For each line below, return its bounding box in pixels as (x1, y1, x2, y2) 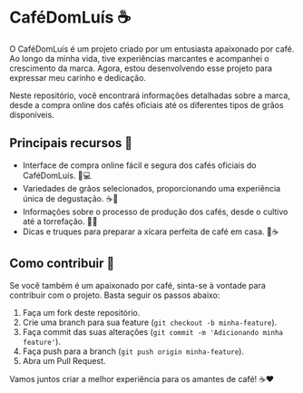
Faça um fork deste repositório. (22, 307, 141, 318)
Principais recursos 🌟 (9, 135, 133, 151)
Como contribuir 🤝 (9, 256, 115, 271)
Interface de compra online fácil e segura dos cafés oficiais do (22, 160, 257, 171)
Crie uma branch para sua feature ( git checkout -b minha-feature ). (22, 317, 278, 328)
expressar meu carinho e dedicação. (9, 72, 147, 83)
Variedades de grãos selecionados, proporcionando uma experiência (22, 182, 281, 193)
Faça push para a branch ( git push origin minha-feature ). (22, 346, 245, 357)
